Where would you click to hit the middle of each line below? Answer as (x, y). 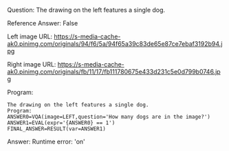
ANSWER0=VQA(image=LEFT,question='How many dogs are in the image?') (109, 117)
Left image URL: (30, 36)
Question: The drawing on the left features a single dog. (86, 10)
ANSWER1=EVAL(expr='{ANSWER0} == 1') (61, 123)
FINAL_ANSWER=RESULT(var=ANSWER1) (57, 129)
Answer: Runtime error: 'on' (46, 141)
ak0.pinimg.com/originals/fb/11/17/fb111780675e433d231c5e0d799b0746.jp (114, 72)
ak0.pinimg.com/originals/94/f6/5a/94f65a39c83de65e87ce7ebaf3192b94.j (115, 44)
